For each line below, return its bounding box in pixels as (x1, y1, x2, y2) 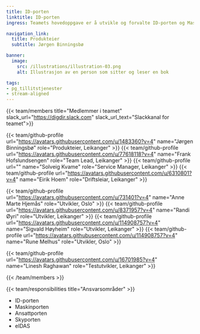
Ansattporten (14, 310, 48, 317)
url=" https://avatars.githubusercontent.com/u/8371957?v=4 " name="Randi (6, 206, 190, 214)
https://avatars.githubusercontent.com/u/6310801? (67, 169, 192, 177)
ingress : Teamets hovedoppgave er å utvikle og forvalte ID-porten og (6, 20, 185, 26)
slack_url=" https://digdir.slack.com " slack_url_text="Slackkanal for (6, 114, 170, 121)
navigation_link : (6, 30, 49, 36)
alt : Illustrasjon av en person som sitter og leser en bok (17, 69, 169, 75)
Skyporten (14, 316, 40, 323)
